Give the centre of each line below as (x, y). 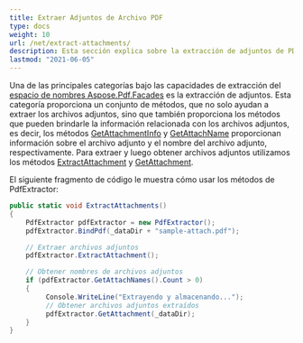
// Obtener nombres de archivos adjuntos (104, 272)
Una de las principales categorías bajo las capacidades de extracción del (145, 85)
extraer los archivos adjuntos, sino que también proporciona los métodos (145, 114)
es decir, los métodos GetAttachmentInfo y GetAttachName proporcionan (145, 133)
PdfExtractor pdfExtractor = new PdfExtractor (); (121, 222)
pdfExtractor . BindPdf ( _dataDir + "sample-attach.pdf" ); (133, 231)
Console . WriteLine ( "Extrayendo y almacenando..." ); (145, 297)
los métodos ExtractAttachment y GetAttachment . (101, 162)
